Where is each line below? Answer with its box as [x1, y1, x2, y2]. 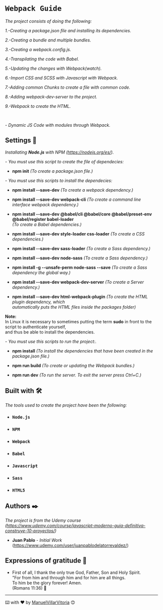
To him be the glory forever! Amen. [12, 580, 82, 586]
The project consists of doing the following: [5, 18, 92, 24]
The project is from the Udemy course [5, 517, 81, 523]
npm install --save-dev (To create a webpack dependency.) [12, 187, 133, 193]
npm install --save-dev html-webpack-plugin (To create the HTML [12, 294, 148, 299]
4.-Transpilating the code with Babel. [5, 56, 79, 62]
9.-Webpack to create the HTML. [5, 103, 71, 109]
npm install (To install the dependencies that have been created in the [12, 348, 153, 354]
